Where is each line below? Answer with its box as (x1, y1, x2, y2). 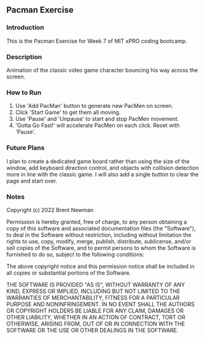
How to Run (6, 88, 42, 97)
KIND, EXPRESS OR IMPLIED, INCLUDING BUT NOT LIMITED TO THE (6, 288, 180, 295)
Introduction (6, 23, 44, 32)
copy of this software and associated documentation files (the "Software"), (6, 224, 196, 232)
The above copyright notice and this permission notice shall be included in (6, 262, 195, 270)
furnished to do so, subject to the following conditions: (6, 251, 144, 258)
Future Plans (6, 143, 45, 152)
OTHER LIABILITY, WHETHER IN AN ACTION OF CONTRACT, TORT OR (6, 313, 185, 321)
